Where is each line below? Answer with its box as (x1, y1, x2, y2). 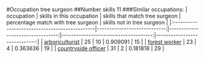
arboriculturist (43, 38, 80, 45)
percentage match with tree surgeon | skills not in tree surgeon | (6, 19, 168, 26)
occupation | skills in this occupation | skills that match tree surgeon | (6, 12, 181, 20)
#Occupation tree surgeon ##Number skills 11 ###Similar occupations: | (6, 6, 188, 13)
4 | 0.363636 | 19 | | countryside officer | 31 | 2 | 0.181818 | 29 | (6, 45, 165, 52)
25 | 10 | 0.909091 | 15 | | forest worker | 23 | (84, 38, 197, 45)
